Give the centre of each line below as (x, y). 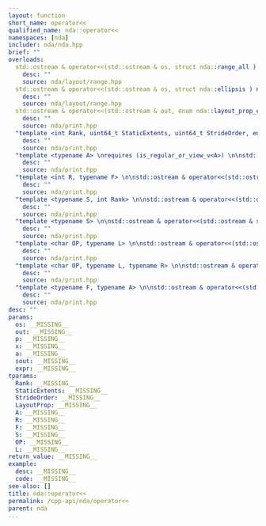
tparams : (23, 376)
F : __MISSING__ (40, 427)
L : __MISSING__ (40, 449)
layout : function (37, 15)
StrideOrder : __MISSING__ (58, 398)
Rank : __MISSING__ (46, 383)
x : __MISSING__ (40, 346)
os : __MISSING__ (42, 324)
